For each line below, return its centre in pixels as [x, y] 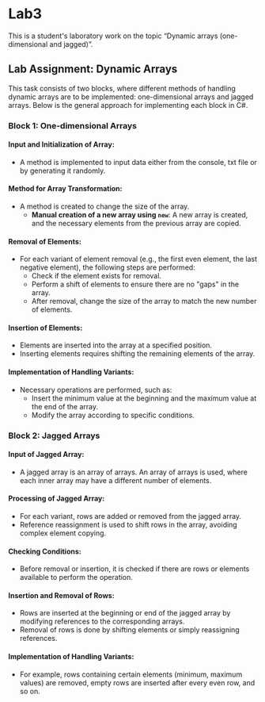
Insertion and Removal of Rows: [61, 595]
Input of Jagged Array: [46, 455]
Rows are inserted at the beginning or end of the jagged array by [125, 613]
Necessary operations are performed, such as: [96, 389]
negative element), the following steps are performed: [107, 267]
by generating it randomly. [62, 171]
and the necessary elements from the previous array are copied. [136, 224]
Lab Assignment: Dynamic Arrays [93, 69]
